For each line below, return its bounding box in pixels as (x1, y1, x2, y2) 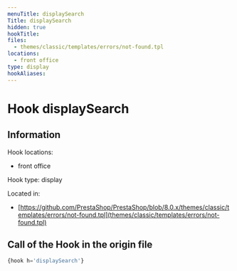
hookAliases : (7, 70, 46, 77)
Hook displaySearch (7, 100, 130, 117)
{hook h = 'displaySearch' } (7, 257, 84, 265)
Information (7, 129, 61, 141)
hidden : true (7, 23, 46, 31)
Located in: (7, 189, 41, 198)
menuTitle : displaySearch (7, 10, 84, 18)
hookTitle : (7, 30, 40, 38)
